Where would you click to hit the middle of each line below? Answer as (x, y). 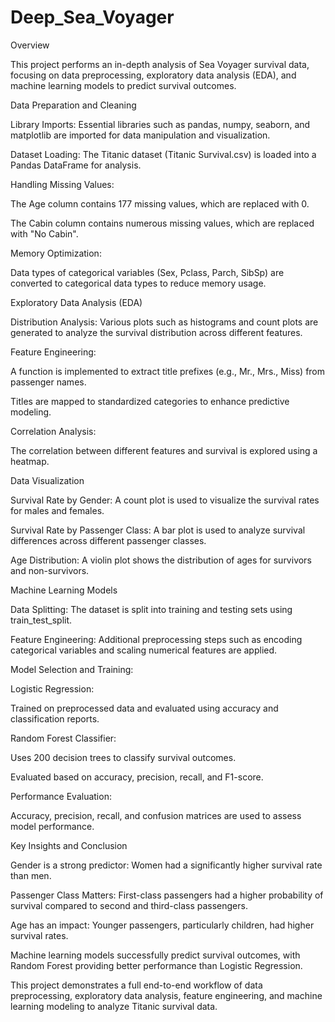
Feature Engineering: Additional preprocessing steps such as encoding (156, 639)
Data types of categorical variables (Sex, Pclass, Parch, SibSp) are (147, 272)
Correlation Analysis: (53, 431)
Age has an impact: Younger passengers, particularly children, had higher (162, 925)
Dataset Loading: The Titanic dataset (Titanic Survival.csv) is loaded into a (163, 154)
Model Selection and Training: (72, 669)
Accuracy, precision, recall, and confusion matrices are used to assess (156, 815)
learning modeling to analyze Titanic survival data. (114, 1006)
